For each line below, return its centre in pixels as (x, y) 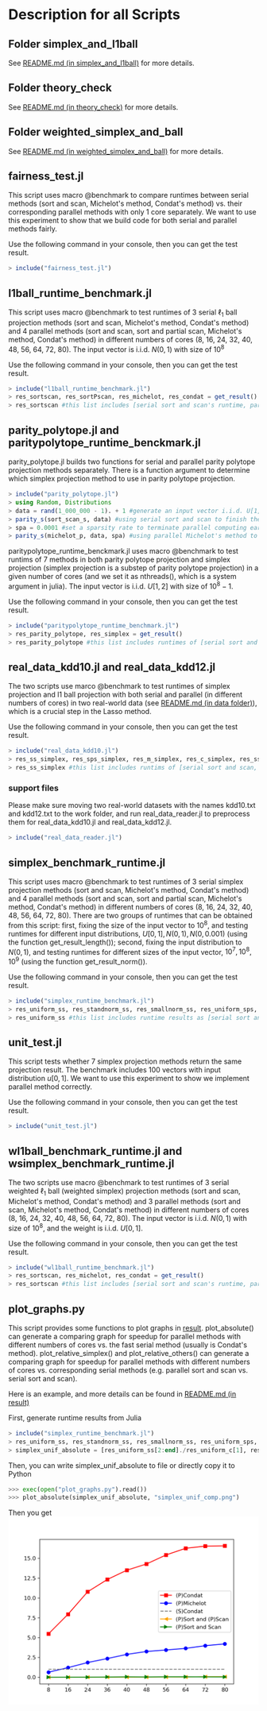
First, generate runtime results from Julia (75, 1417)
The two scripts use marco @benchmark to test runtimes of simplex (119, 686)
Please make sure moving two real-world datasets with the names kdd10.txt (132, 805)
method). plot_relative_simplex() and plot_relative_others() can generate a (129, 1353)
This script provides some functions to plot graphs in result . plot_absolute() (131, 1327)
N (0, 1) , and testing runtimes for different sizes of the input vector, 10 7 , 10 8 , (130, 951)
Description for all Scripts (95, 15)
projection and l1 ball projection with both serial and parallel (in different (126, 695)
